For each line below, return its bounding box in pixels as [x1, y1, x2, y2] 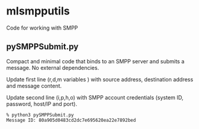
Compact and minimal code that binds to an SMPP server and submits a [6, 57, 185, 64]
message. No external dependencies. [6, 64, 99, 71]
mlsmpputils [6, 4, 71, 18]
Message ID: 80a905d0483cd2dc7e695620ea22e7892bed [6, 117, 136, 123]
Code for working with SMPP [6, 24, 78, 31]
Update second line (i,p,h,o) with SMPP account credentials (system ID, [6, 93, 184, 101]
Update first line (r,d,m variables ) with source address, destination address [6, 75, 194, 83]
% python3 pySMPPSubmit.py [6, 112, 74, 118]
